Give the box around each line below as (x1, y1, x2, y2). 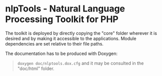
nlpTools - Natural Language (5, 3, 125, 14)
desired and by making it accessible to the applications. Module (5, 35, 136, 41)
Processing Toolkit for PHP (5, 13, 118, 25)
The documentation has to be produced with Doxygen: (5, 50, 117, 56)
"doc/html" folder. (17, 65, 54, 71)
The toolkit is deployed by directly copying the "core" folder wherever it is (5, 30, 157, 36)
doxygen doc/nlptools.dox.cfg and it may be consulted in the (17, 60, 144, 66)
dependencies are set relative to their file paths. (5, 40, 104, 46)
